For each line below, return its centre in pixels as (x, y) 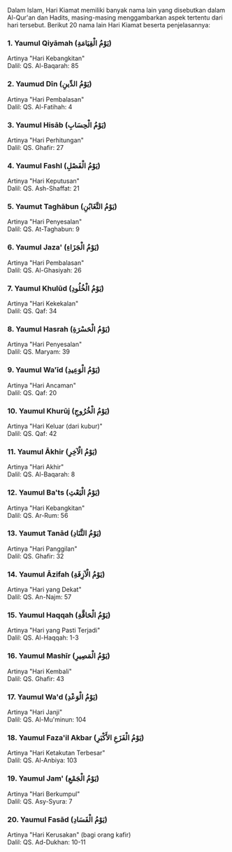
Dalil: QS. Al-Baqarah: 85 (43, 66)
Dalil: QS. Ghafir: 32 (36, 556)
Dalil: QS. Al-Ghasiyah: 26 (44, 270)
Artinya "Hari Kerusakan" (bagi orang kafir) (69, 834)
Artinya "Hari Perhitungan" (45, 140)
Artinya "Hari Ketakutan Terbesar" (56, 753)
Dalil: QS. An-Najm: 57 (39, 597)
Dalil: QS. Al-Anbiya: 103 (42, 760)
